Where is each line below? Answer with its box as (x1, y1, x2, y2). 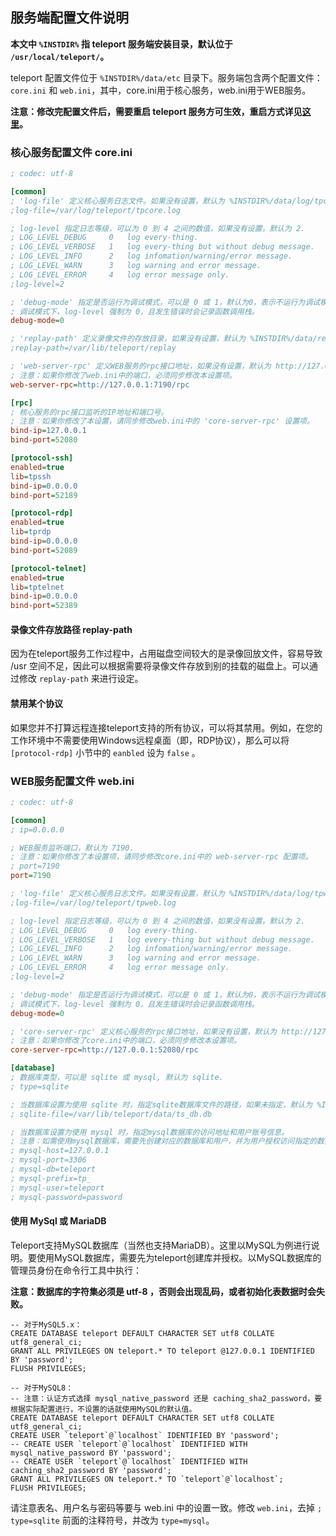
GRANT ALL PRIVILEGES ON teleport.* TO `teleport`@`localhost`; (10, 1474, 284, 1484)
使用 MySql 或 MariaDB (10, 1215, 107, 1227)
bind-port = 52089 (10, 545, 78, 555)
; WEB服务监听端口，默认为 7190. (10, 843, 135, 853)
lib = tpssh (10, 471, 52, 482)
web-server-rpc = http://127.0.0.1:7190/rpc (10, 379, 190, 390)
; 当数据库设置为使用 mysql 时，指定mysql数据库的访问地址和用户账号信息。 (10, 1127, 290, 1137)
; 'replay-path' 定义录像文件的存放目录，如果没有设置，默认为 (10, 334, 247, 344)
